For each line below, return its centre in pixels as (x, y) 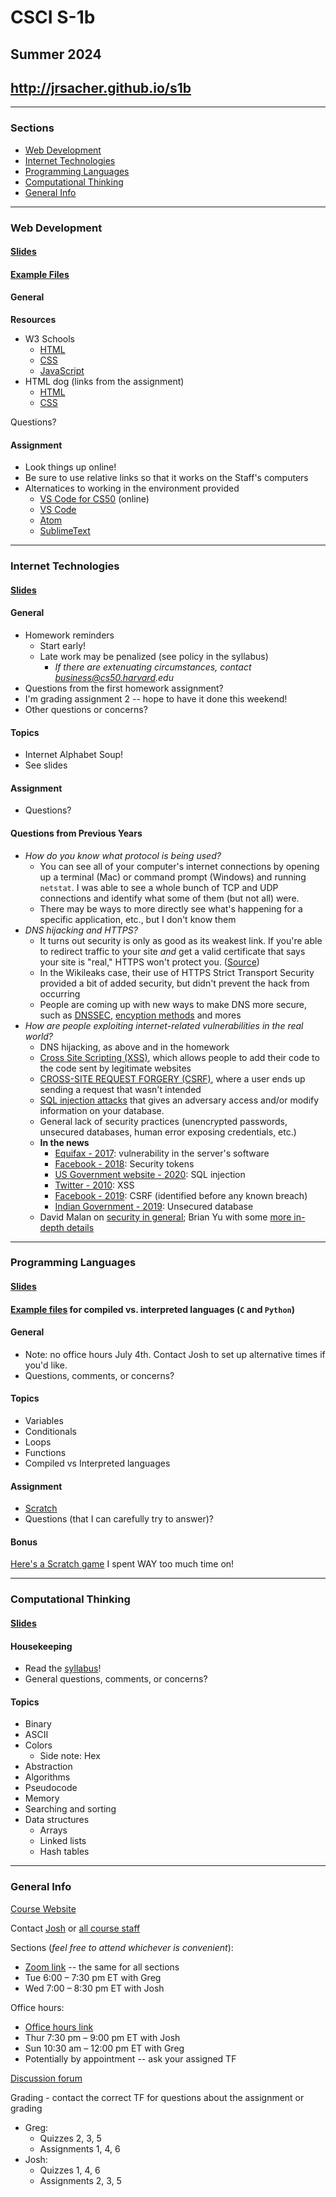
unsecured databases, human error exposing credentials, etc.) (168, 1132)
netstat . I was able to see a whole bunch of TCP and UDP (159, 887)
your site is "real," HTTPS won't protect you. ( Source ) (149, 962)
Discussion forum (46, 2078)
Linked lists (63, 1841)
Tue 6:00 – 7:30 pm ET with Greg (93, 1977)
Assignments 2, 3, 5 (80, 2180)
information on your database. (102, 1110)
